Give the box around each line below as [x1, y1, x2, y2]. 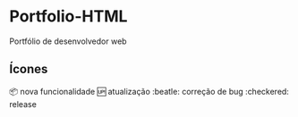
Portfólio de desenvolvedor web [9, 36, 127, 46]
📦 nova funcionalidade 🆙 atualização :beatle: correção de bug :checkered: [9, 86, 289, 96]
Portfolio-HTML [9, 6, 128, 27]
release [9, 98, 38, 109]
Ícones [9, 62, 48, 77]
